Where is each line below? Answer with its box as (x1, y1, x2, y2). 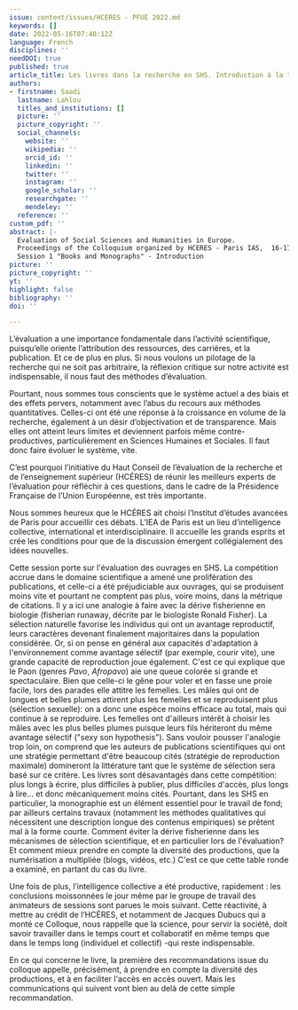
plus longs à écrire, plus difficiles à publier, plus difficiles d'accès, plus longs (9, 779, 289, 790)
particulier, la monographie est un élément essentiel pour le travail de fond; (9, 798, 284, 809)
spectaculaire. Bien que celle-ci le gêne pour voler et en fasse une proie (9, 676, 273, 686)
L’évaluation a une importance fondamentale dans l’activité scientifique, (9, 333, 271, 344)
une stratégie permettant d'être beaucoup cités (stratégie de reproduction (9, 751, 280, 762)
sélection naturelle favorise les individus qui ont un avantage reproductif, (9, 619, 275, 630)
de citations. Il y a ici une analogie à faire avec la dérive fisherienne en (9, 600, 266, 611)
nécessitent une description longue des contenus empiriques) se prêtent (9, 817, 275, 827)
